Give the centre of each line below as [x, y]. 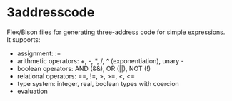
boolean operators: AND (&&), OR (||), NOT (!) [84, 68]
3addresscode [51, 12]
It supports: [24, 39]
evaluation [32, 91]
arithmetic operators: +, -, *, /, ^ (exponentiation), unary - [100, 60]
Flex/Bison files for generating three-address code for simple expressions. [116, 32]
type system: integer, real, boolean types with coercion [98, 83]
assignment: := [39, 53]
